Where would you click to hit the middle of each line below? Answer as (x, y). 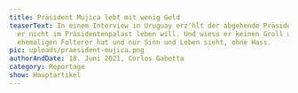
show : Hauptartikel (45, 75)
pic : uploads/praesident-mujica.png (77, 50)
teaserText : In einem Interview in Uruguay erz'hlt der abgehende (134, 26)
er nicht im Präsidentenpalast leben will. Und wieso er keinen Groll (150, 34)
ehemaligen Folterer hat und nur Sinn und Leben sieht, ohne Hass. (145, 42)
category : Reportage (47, 67)
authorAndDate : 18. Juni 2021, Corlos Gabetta (97, 58)
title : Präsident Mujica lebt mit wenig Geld (94, 17)
